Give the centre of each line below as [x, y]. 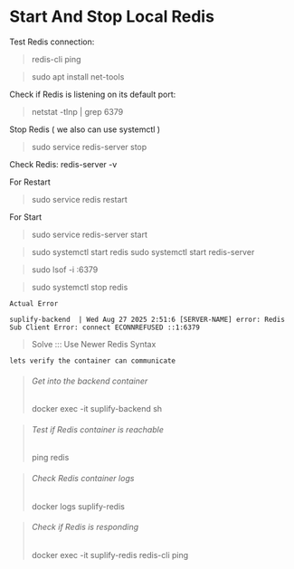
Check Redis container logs [83, 478]
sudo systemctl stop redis [80, 287]
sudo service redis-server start [89, 234]
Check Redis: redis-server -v [63, 164]
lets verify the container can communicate [93, 360]
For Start [26, 217]
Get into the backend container [90, 381]
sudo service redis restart [80, 199]
